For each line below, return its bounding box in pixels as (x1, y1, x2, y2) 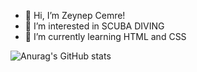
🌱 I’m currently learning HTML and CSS (24, 31, 187, 42)
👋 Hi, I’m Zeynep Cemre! (24, 10, 126, 21)
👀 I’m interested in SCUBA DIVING (24, 20, 165, 32)
